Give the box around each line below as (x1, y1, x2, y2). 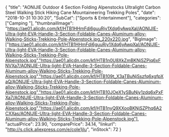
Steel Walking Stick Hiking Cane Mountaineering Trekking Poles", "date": (5, 9, 156, 15)
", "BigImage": (128, 36, 157, 42)
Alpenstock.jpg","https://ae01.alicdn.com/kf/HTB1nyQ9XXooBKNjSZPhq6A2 (5, 105, 162, 111)
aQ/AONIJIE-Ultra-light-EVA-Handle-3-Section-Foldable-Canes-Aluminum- (5, 78, 161, 84)
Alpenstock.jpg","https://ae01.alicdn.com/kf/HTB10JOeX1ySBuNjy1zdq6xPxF (5, 89, 163, 95)
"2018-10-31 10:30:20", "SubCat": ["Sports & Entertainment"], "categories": (5, 15, 161, 20)
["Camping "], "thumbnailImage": (5, 20, 74, 26)
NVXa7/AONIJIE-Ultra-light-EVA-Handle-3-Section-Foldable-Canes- (5, 62, 147, 68)
